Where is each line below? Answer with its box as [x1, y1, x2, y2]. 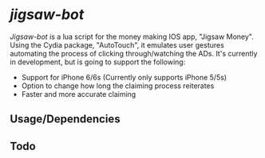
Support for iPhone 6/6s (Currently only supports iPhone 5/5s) [21, 72, 227, 82]
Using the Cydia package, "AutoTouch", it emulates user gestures [10, 40, 225, 49]
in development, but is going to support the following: [10, 57, 186, 67]
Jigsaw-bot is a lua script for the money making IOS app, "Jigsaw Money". [10, 32, 255, 41]
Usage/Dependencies [10, 113, 121, 126]
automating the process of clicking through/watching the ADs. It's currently [10, 48, 258, 58]
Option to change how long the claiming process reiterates [21, 81, 215, 91]
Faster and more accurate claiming [21, 89, 136, 98]
